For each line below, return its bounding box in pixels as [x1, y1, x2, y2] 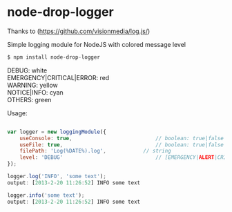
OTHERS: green [7, 95, 52, 104]
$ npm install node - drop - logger [7, 53, 100, 61]
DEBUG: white [7, 66, 48, 75]
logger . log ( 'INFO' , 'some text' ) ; [7, 173, 107, 180]
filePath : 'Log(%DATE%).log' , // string [19, 148, 171, 155]
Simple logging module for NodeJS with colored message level [7, 40, 186, 48]
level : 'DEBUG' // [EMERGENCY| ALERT [19, 154, 215, 161]
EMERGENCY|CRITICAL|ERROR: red [7, 73, 110, 81]
